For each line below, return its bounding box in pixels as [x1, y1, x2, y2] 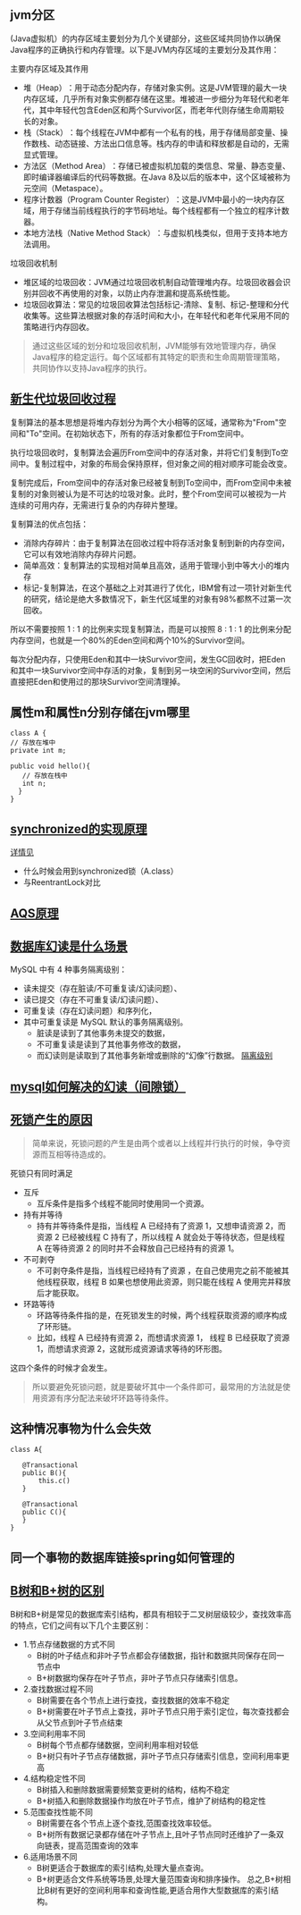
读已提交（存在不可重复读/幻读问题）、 [22, 994, 163, 1005]
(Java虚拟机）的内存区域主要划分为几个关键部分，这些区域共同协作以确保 [10, 33, 281, 44]
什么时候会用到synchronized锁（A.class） [22, 865, 179, 877]
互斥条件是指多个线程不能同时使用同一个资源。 [36, 1198, 209, 1209]
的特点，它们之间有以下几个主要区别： [10, 1620, 151, 1631]
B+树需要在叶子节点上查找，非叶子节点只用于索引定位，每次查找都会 [36, 1706, 290, 1717]
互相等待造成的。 [47, 1149, 111, 1160]
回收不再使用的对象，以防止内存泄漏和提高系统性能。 [38, 288, 235, 299]
